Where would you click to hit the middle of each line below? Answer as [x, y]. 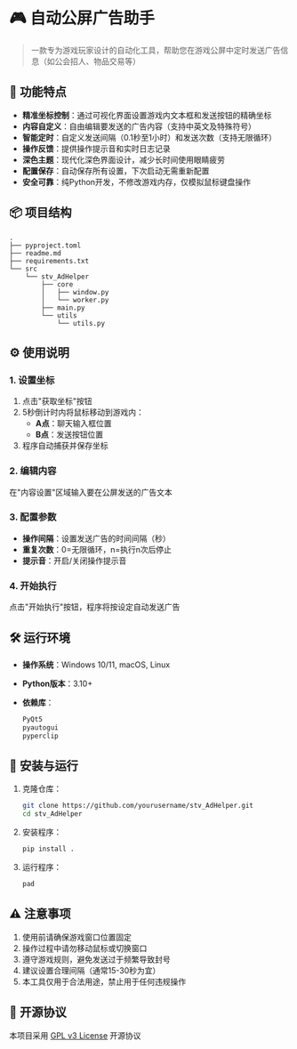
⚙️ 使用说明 [39, 352]
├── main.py [64, 308]
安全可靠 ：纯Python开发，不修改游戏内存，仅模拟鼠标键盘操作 [136, 182]
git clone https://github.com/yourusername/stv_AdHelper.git [138, 806]
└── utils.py [80, 323]
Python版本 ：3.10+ [57, 683]
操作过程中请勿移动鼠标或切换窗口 [84, 948]
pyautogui [40, 727]
